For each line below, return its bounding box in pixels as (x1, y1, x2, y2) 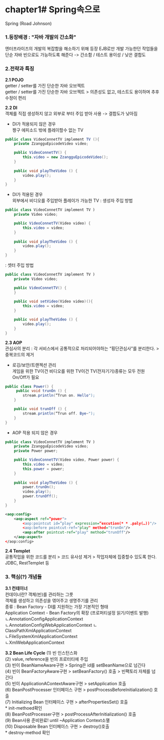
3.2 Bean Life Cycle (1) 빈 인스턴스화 (5, 650, 78, 656)
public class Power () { (5, 384, 54, 389)
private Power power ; (14, 448, 58, 453)
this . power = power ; (23, 466, 65, 471)
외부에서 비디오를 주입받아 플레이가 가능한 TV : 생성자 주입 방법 (12, 197, 133, 203)
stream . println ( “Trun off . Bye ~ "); (23, 411, 95, 416)
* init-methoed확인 (5, 705, 43, 711)
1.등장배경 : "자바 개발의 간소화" (5, 33, 77, 40)
